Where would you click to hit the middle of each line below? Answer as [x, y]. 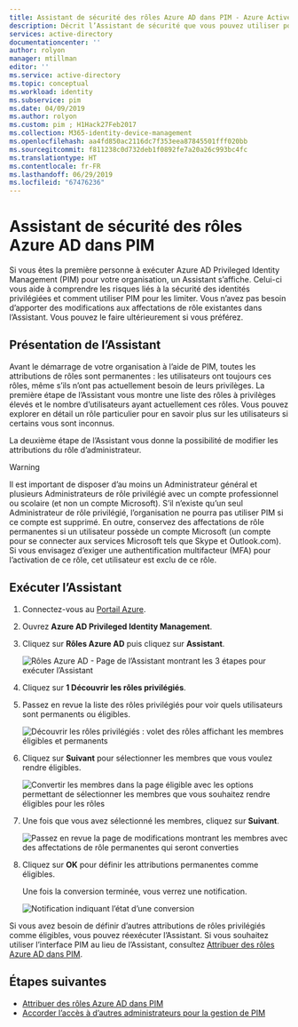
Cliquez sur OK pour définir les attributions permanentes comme [140, 864]
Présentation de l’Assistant [85, 345]
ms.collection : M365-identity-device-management [101, 133]
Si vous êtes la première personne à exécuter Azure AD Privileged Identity [145, 270]
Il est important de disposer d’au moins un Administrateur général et [133, 484]
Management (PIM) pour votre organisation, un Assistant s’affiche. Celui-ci [145, 280]
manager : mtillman [43, 59]
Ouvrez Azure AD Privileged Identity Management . [117, 626]
